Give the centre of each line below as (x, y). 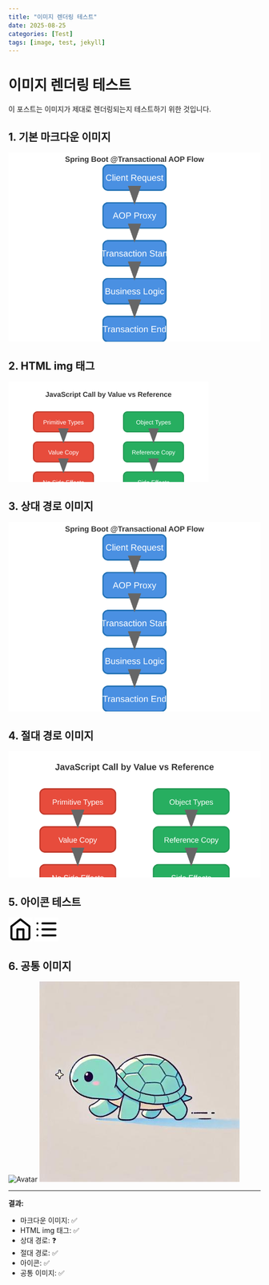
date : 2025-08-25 (37, 25)
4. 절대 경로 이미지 (51, 736)
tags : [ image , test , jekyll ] (57, 42)
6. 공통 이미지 (40, 966)
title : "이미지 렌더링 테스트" (53, 17)
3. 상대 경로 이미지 (51, 506)
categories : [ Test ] (41, 34)
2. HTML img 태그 (52, 366)
